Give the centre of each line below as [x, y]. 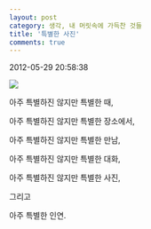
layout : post [33, 17]
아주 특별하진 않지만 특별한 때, [61, 102]
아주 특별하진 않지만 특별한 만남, [65, 140]
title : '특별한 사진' [44, 34]
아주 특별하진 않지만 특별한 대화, [65, 159]
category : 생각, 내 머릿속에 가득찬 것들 [75, 26]
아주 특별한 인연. [38, 216]
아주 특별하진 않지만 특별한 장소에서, [72, 122]
